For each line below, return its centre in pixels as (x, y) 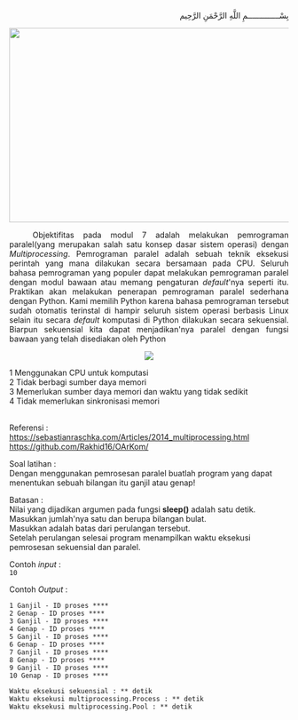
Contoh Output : (39, 589)
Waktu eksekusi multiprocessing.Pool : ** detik (101, 707)
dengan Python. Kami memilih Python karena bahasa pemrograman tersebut (149, 301)
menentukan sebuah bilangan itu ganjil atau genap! (102, 483)
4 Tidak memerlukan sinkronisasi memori (84, 401)
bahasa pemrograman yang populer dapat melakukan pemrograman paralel (149, 272)
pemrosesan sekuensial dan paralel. (75, 547)
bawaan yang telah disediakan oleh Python (88, 339)
